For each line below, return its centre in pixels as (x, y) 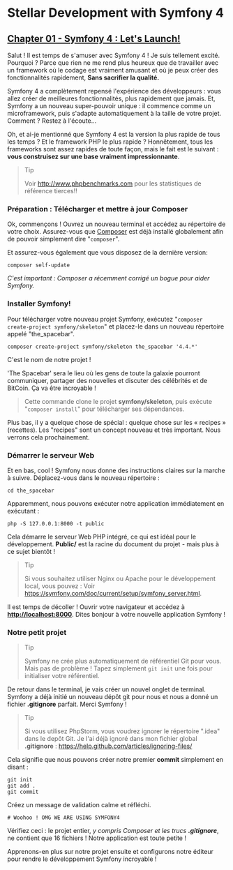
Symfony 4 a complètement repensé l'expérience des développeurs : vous (114, 91)
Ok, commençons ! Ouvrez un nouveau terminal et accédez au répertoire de (116, 224)
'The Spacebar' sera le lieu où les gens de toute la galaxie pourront (104, 373)
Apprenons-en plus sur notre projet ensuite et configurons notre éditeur (111, 852)
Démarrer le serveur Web (51, 455)
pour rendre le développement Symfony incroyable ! (82, 859)
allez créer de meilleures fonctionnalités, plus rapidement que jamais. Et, (111, 98)
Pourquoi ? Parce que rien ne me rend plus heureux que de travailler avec (113, 63)
